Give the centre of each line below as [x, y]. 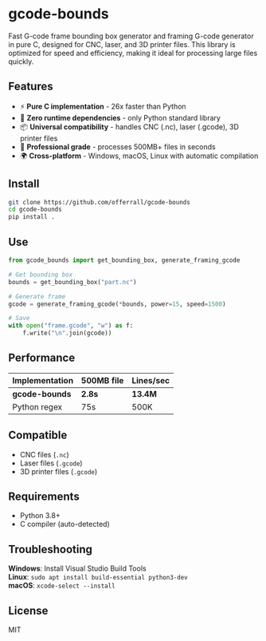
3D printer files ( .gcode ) [59, 471]
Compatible [38, 435]
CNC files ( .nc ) [44, 454]
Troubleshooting [51, 549]
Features [31, 87]
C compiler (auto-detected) [65, 524]
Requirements [44, 497]
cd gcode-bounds [35, 210]
